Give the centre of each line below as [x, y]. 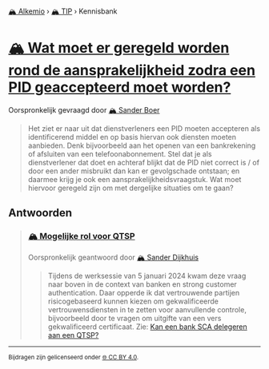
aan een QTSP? [73, 335]
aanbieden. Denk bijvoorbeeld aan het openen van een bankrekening [142, 145]
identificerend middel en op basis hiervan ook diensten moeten [132, 137]
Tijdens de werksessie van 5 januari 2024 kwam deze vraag [147, 276]
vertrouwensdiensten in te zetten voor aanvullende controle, [147, 309]
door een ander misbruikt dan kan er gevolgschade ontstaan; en [134, 171]
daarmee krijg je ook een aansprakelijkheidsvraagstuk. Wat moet [134, 179]
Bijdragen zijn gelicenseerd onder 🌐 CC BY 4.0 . [73, 357]
